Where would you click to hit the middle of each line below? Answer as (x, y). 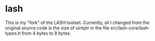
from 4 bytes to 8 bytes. (46, 33)
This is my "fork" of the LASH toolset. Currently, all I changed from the (77, 22)
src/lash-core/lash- (130, 27)
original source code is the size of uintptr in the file (57, 27)
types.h (13, 33)
